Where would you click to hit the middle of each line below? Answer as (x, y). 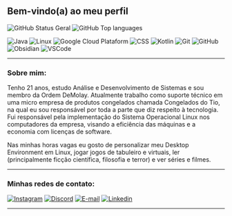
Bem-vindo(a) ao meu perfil (68, 11)
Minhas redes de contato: (51, 184)
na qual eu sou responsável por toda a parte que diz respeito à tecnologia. (113, 110)
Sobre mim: (27, 73)
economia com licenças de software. (60, 132)
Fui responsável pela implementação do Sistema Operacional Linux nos (109, 117)
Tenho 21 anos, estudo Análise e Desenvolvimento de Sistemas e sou (106, 88)
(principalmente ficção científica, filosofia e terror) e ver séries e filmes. (109, 160)
